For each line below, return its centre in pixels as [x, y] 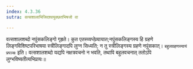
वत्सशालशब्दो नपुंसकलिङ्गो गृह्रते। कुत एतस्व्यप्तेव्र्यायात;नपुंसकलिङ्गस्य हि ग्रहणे [80, 39]
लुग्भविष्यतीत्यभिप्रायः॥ [26, 59]
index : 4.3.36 [24, 11]
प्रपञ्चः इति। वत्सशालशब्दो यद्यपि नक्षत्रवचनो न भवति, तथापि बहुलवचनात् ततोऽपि [79, 52]
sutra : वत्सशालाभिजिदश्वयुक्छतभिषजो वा [42, 17]
